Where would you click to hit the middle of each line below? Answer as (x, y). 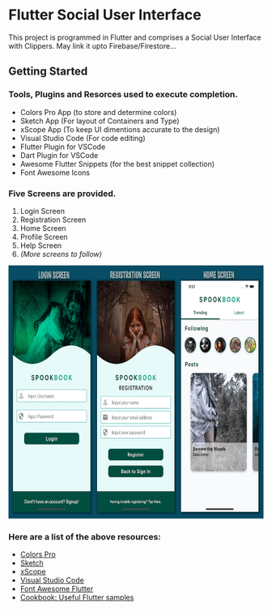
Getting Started (48, 72)
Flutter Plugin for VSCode (63, 147)
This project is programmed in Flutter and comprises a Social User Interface (135, 37)
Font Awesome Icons (55, 173)
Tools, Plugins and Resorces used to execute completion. (123, 95)
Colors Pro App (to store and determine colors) (98, 112)
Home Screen (43, 228)
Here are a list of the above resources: (85, 536)
